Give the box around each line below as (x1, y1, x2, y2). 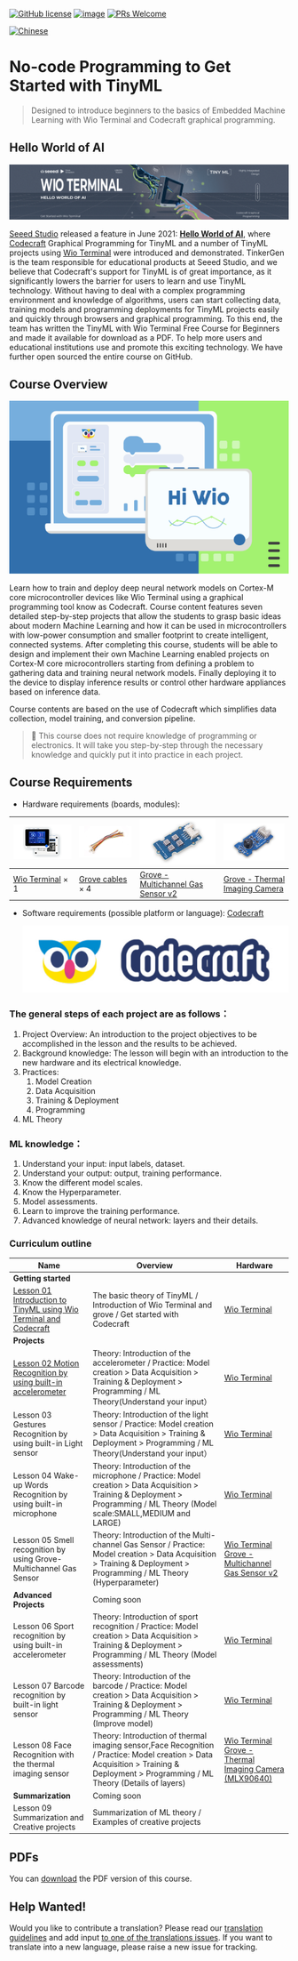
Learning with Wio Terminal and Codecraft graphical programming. (30, 114, 276, 125)
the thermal (12, 1759, 55, 1770)
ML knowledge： (9, 1137, 83, 1150)
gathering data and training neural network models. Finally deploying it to (9, 668, 277, 679)
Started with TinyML (9, 76, 162, 96)
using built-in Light (12, 1438, 83, 1449)
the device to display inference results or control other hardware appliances (9, 677, 286, 688)
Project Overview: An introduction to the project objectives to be (21, 1028, 257, 1040)
